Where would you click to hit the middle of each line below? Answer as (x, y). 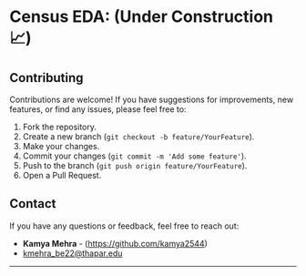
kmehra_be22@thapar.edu (72, 253)
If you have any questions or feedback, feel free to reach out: (124, 226)
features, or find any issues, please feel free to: (98, 109)
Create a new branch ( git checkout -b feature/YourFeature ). (138, 137)
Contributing (46, 78)
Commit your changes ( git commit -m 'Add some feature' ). (135, 156)
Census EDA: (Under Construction (142, 17)
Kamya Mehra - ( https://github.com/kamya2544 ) (115, 243)
